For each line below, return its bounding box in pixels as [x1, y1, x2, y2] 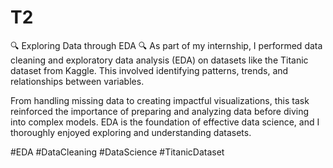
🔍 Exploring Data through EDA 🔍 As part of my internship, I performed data [10, 39, 323, 51]
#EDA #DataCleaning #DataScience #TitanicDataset [10, 146, 225, 158]
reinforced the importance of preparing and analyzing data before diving [10, 105, 310, 117]
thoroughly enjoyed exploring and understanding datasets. [10, 126, 252, 138]
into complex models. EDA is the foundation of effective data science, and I [10, 116, 320, 128]
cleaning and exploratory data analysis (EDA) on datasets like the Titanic [10, 54, 309, 66]
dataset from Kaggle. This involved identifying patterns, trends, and [10, 64, 289, 76]
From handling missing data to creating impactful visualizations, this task [10, 94, 310, 106]
